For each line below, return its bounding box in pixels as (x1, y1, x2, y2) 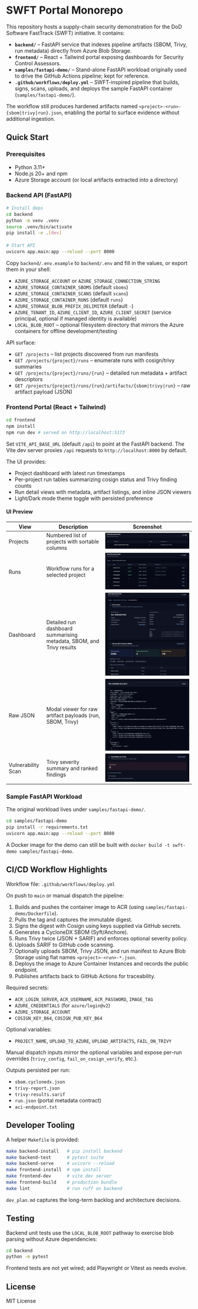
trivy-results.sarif (14, 1091, 65, 1098)
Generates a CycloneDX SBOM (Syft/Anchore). (14, 928, 128, 936)
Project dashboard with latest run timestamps (14, 469, 126, 476)
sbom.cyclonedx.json (14, 1079, 65, 1085)
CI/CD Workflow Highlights (6, 865, 108, 875)
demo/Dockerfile (14, 911, 55, 917)
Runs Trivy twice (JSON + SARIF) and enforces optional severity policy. (14, 934, 189, 942)
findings (46, 770, 67, 778)
